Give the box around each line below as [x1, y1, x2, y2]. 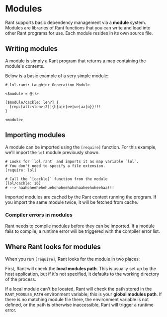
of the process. [5, 276, 36, 282]
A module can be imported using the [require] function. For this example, [5, 144, 157, 150]
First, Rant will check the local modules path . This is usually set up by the [5, 265, 157, 272]
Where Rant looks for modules [5, 243, 101, 251]
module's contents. [5, 63, 45, 69]
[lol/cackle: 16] [5, 180, 41, 186]
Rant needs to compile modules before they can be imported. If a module [5, 223, 155, 229]
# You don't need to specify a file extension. [5, 163, 106, 168]
